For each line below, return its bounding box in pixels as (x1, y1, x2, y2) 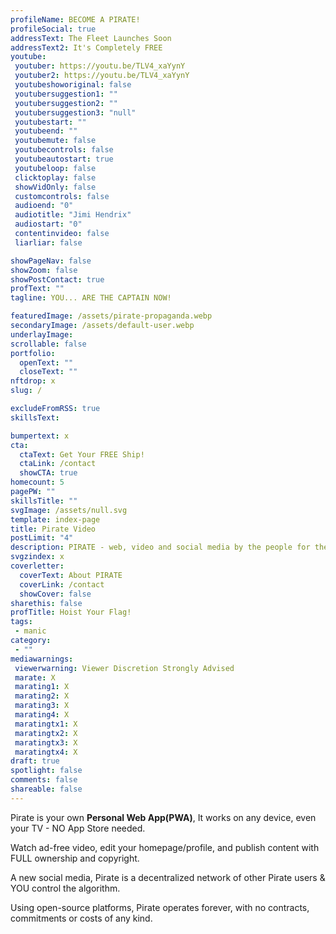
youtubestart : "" (14, 117, 87, 127)
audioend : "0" (14, 201, 74, 211)
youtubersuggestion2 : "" (14, 98, 118, 108)
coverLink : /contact (19, 579, 105, 590)
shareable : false (10, 784, 83, 794)
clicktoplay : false (14, 172, 97, 183)
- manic (14, 626, 47, 636)
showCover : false (19, 589, 92, 599)
